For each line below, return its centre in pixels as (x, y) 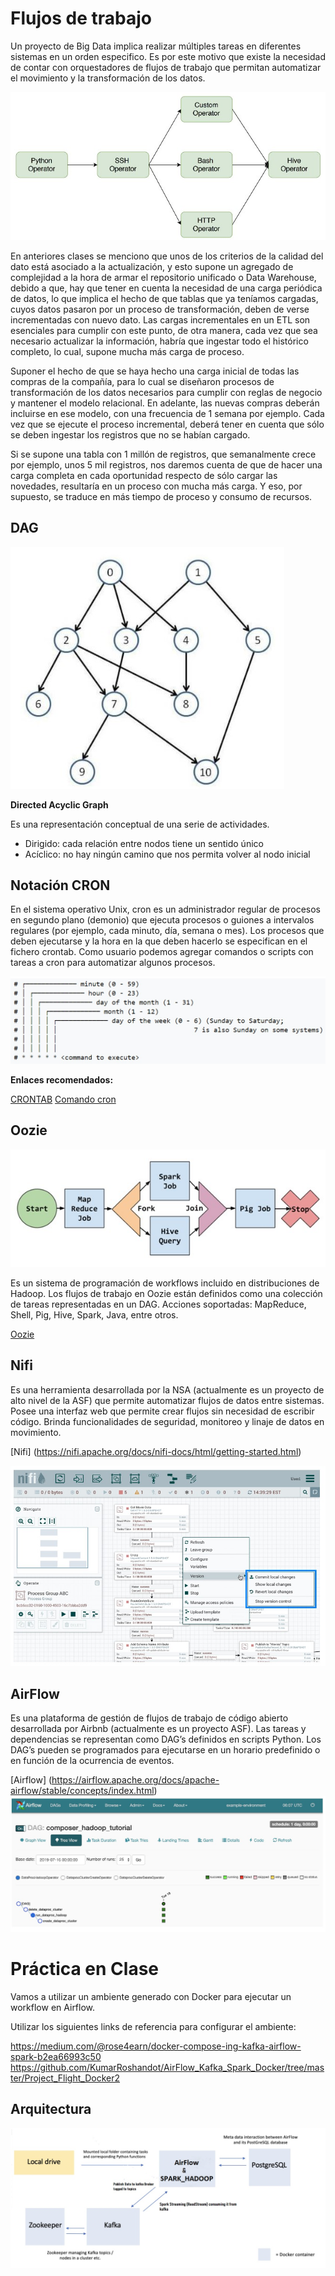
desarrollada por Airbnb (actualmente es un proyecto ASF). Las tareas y (158, 1729)
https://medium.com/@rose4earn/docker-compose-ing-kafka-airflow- (156, 2046)
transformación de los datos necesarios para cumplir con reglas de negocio (166, 392)
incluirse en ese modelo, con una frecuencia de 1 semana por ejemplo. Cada (167, 413)
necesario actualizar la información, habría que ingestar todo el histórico (159, 341)
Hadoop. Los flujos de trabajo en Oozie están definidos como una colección (166, 1294)
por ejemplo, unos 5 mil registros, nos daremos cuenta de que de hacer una (166, 464)
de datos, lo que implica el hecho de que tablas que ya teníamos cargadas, (164, 298)
